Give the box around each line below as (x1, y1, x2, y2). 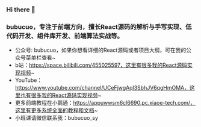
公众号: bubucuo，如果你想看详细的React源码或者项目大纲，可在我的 (14, 46, 187, 54)
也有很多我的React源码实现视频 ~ (20, 91, 102, 99)
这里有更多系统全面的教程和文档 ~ (14, 107, 98, 114)
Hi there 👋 (6, 5, 36, 14)
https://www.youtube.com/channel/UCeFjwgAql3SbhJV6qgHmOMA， (14, 84, 190, 91)
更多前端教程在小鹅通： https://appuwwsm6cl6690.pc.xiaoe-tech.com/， (14, 99, 196, 107)
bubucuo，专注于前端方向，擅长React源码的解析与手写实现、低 (6, 22, 192, 31)
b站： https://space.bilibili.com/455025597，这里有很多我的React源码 (14, 61, 188, 69)
